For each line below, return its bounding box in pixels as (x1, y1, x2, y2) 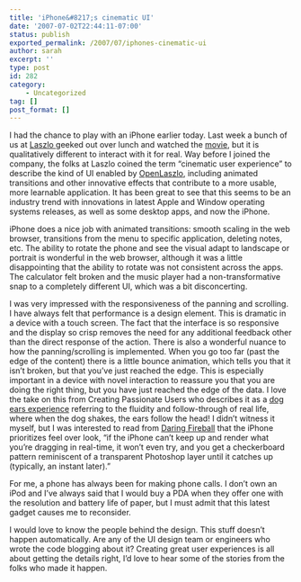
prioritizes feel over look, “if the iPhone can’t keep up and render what (9, 433, 270, 443)
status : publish (9, 30, 70, 39)
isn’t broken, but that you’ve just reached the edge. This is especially (9, 365, 264, 376)
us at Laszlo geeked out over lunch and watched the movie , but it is (9, 139, 260, 150)
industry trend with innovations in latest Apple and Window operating (9, 197, 265, 208)
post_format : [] (9, 105, 70, 114)
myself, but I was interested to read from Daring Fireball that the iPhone (9, 423, 274, 434)
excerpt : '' (9, 55, 54, 64)
